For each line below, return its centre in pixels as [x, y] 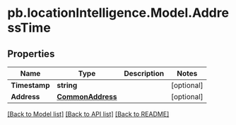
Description [144, 73]
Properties [31, 54]
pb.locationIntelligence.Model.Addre [118, 13]
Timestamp [31, 85]
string [67, 85]
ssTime [29, 28]
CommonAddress [87, 97]
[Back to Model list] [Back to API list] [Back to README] [88, 114]
